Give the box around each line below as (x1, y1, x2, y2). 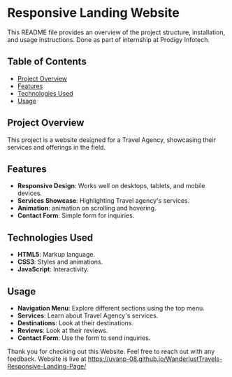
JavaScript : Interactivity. (17, 265, 89, 273)
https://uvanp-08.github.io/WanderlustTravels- (87, 355, 222, 363)
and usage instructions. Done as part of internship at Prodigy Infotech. (7, 35, 210, 43)
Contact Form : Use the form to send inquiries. (17, 334, 151, 342)
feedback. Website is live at (7, 355, 87, 363)
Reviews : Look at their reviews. (17, 327, 108, 334)
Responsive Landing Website (7, 5, 180, 21)
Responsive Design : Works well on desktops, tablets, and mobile (17, 182, 205, 190)
